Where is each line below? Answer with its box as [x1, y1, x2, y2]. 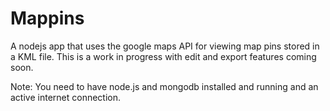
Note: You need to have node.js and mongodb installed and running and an [10, 80, 319, 92]
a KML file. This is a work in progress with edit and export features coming [10, 50, 317, 62]
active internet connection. [10, 91, 121, 103]
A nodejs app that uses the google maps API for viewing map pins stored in [10, 40, 320, 52]
